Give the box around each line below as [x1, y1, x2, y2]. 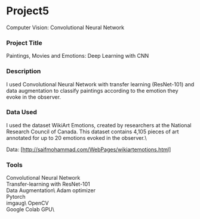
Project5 [6, 4, 50, 18]
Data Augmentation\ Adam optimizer [6, 187, 96, 194]
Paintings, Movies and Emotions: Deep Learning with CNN [6, 52, 149, 60]
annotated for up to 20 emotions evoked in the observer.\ [6, 134, 147, 141]
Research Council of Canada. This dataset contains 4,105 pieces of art [6, 128, 179, 135]
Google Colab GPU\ [6, 206, 55, 213]
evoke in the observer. [6, 93, 61, 101]
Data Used [6, 108, 37, 117]
